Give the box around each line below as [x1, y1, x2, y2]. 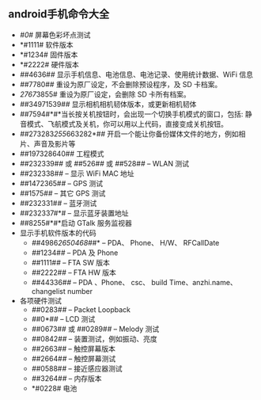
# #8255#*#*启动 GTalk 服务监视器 [19, 218, 132, 227]
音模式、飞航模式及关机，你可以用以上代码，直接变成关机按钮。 [19, 119, 228, 128]
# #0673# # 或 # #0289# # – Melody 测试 [31, 324, 160, 333]
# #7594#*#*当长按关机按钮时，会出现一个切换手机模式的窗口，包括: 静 [19, 109, 253, 119]
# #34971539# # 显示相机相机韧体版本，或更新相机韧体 [19, 99, 197, 109]
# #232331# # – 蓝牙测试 [19, 198, 97, 208]
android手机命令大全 [8, 7, 110, 21]
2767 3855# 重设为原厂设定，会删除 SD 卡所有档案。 [19, 90, 191, 99]
